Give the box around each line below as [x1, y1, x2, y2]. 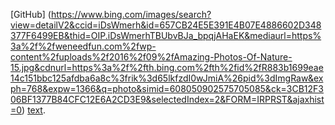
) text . [21, 104, 46, 116]
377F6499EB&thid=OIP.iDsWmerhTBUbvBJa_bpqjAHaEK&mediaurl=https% [10, 30, 322, 41]
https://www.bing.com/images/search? [50, 9, 212, 20]
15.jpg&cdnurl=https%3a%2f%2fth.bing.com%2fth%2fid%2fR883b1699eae [10, 62, 324, 73]
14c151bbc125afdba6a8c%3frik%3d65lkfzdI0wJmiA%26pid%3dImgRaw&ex [10, 72, 324, 84]
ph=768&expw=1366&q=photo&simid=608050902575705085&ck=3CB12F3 [10, 83, 325, 94]
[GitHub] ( [10, 9, 52, 20]
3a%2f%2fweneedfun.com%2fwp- [10, 40, 157, 52]
